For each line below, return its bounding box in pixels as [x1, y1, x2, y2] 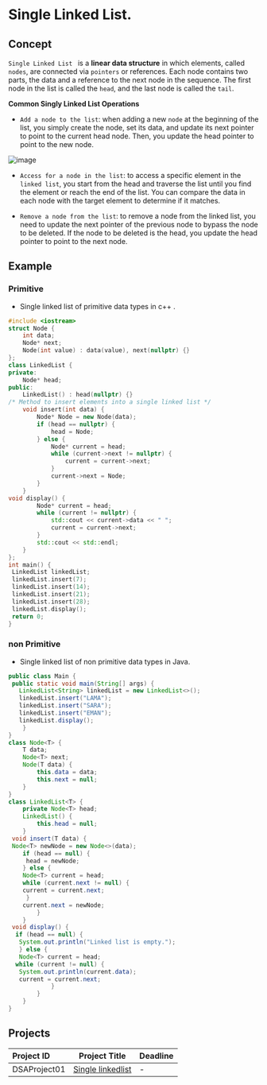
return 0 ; [11, 612, 44, 621]
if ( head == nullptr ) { [37, 420, 115, 428]
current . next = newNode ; [22, 901, 105, 909]
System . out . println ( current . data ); [18, 967, 137, 975]
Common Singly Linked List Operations [8, 99, 140, 108]
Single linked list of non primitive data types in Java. [19, 657, 191, 666]
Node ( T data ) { [22, 761, 73, 769]
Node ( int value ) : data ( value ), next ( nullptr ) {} [22, 347, 191, 355]
